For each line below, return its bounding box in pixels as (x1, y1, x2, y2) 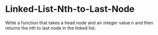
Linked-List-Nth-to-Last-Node (5, 3, 135, 15)
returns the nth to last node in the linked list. (5, 25, 96, 31)
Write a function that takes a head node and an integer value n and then (5, 20, 153, 26)
